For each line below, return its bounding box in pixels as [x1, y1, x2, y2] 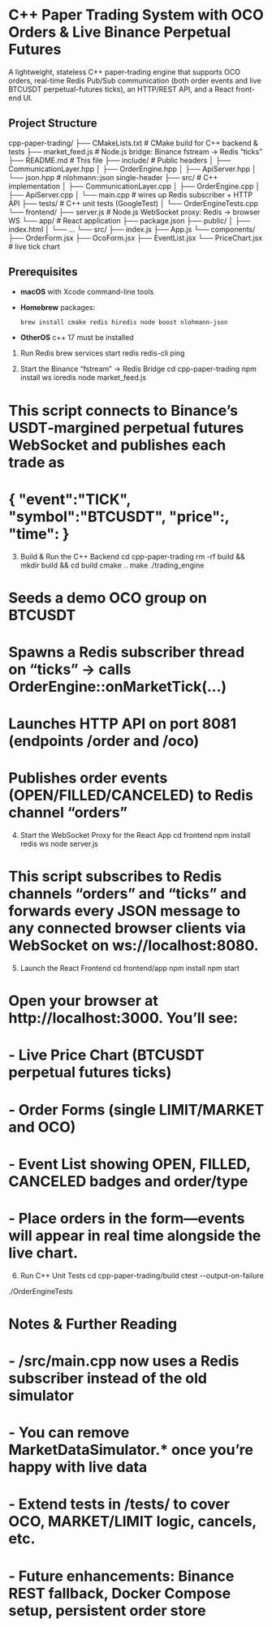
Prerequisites [8, 265, 78, 279]
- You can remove [8, 1423, 130, 1442]
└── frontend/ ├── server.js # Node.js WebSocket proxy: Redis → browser [8, 207, 261, 217]
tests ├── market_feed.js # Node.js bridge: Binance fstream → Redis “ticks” [8, 146, 263, 156]
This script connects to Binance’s [8, 401, 238, 420]
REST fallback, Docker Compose [8, 1584, 231, 1603]
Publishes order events [8, 769, 168, 788]
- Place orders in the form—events [8, 1209, 245, 1228]
